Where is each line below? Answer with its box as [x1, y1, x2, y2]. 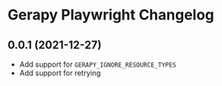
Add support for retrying [19, 68, 101, 78]
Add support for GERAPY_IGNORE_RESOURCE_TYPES [19, 59, 177, 69]
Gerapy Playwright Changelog [7, 6, 215, 24]
